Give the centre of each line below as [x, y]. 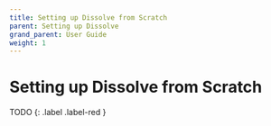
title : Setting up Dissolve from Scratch [89, 18]
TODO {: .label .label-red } [58, 112]
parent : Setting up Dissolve [64, 26]
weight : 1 [28, 43]
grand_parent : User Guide [58, 34]
